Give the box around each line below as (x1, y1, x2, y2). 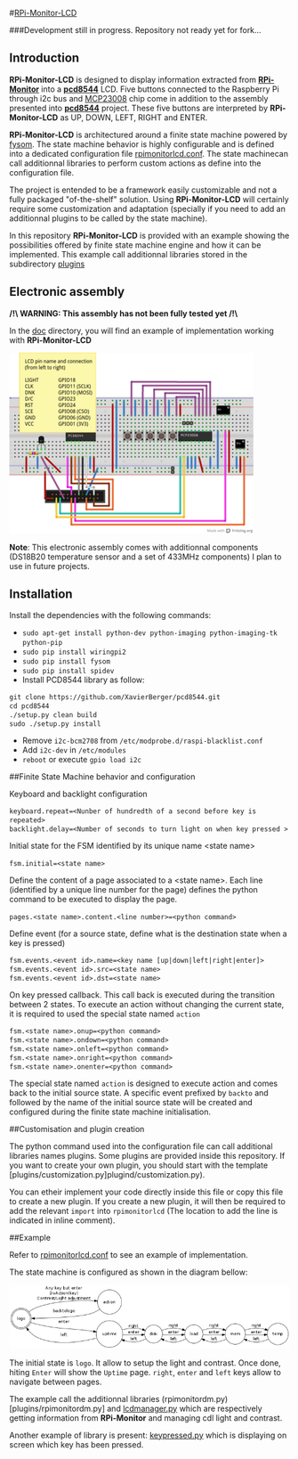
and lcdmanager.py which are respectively (106, 1403, 262, 1414)
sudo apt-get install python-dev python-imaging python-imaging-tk (21, 629, 278, 638)
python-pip (21, 639, 63, 648)
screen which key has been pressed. (9, 1439, 144, 1450)
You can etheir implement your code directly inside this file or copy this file (9, 1186, 284, 1197)
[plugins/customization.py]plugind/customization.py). (9, 1170, 205, 1180)
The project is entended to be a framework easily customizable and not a (9, 184, 278, 195)
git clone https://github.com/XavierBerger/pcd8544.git (9, 693, 221, 702)
